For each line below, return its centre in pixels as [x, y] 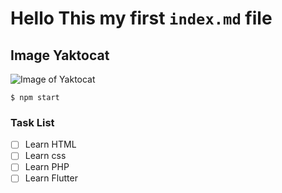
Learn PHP [47, 167]
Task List [32, 122]
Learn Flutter [51, 178]
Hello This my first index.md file [141, 18]
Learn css [45, 156]
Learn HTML [50, 144]
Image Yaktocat [60, 55]
